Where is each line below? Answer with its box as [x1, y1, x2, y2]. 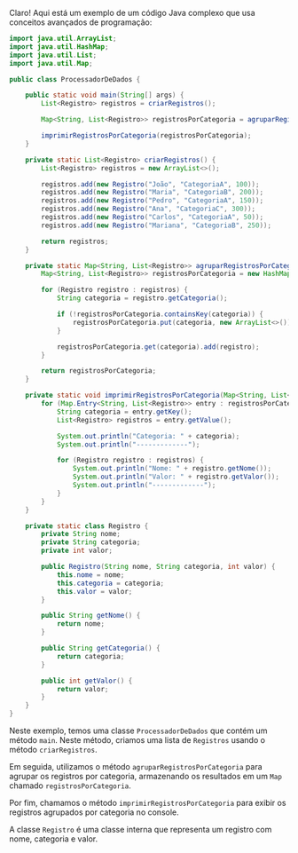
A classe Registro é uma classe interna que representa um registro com [9, 825, 272, 834]
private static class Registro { [25, 521, 149, 531]
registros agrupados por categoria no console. [9, 807, 179, 817]
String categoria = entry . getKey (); [56, 407, 192, 416]
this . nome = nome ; [56, 570, 125, 580]
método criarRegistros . [9, 745, 98, 754]
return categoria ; [56, 652, 125, 660]
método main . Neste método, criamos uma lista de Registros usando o [9, 735, 266, 745]
